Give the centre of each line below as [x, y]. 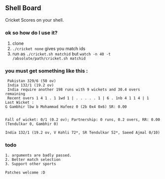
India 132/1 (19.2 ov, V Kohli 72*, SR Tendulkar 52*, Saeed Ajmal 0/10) [83, 133]
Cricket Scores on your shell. [35, 20]
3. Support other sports [31, 164]
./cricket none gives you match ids [49, 49]
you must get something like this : [46, 71]
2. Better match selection [33, 159]
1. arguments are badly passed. [38, 155]
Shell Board [23, 8]
